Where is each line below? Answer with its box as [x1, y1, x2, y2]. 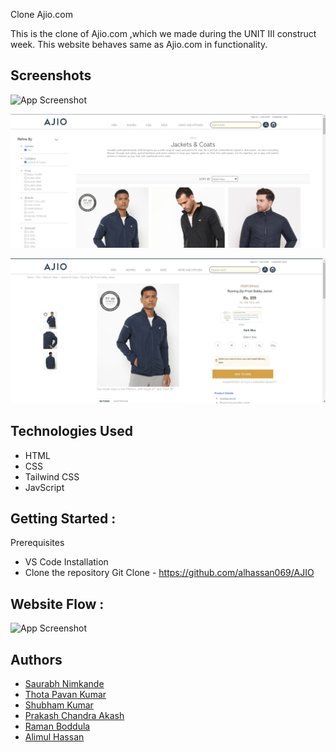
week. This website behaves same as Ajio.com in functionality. [10, 39, 268, 50]
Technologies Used [10, 423, 133, 440]
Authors [10, 651, 63, 668]
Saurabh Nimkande [24, 677, 105, 689]
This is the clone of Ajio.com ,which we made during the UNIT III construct [10, 28, 317, 39]
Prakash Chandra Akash [24, 709, 125, 721]
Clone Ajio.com [10, 9, 73, 20]
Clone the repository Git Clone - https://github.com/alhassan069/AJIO [24, 567, 315, 579]
